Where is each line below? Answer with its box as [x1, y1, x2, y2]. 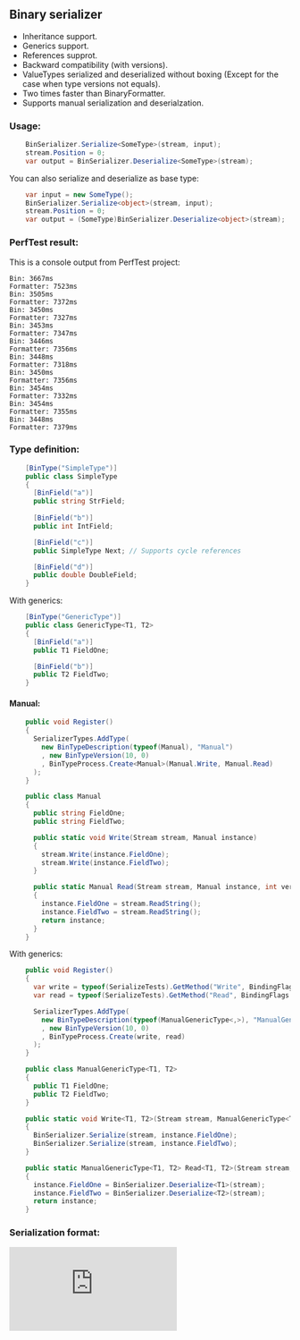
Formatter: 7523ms [9, 282, 78, 291]
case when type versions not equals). [21, 78, 161, 89]
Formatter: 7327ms [9, 313, 78, 322]
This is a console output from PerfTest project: [9, 257, 180, 267]
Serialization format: [9, 1226, 101, 1239]
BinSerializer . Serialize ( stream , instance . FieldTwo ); [32, 1140, 238, 1149]
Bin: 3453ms [9, 321, 54, 330]
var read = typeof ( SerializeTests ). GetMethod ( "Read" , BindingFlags [32, 991, 290, 1000]
